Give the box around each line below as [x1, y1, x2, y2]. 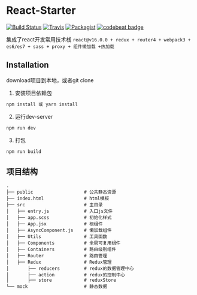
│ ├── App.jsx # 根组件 [6, 221, 103, 227]
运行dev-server [14, 113, 53, 120]
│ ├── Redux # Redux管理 [6, 259, 112, 266]
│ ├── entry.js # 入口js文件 [6, 208, 113, 215]
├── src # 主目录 [6, 202, 103, 208]
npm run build [6, 148, 42, 155]
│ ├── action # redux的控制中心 [6, 272, 126, 278]
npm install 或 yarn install [6, 101, 78, 107]
